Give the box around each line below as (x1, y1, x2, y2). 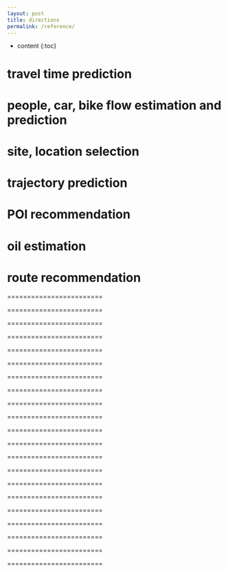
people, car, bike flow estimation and (7, 97, 222, 113)
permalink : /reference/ (7, 23, 76, 30)
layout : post (7, 10, 45, 17)
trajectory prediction (7, 175, 128, 191)
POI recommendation (7, 207, 130, 223)
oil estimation (7, 238, 87, 254)
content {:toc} (16, 42, 57, 50)
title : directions (7, 17, 60, 23)
